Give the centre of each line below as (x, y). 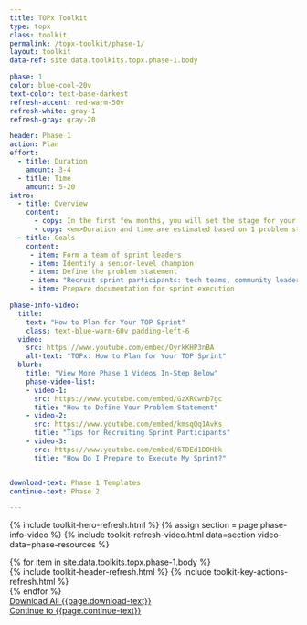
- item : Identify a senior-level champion (112, 263)
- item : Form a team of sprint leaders (106, 255)
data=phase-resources (53, 545)
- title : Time (44, 178)
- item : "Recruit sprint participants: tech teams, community (151, 281)
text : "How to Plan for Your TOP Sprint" (106, 322)
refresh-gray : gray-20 (53, 120)
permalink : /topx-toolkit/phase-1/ (77, 43)
